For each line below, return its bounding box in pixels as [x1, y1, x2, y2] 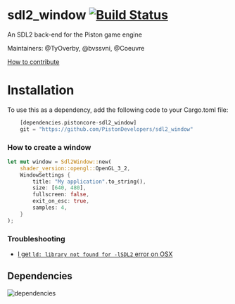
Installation [7, 82, 75, 99]
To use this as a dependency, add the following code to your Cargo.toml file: [7, 106, 229, 114]
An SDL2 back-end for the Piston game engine [7, 30, 143, 39]
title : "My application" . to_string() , [32, 178, 146, 185]
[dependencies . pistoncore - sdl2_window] [20, 119, 137, 126]
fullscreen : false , [32, 191, 90, 198]
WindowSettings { [20, 171, 71, 179]
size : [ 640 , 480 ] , [32, 184, 87, 191]
